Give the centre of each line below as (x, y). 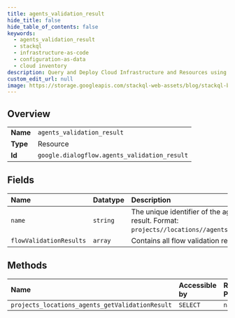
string (104, 220)
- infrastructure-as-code (51, 53)
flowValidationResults (48, 240)
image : (17, 85)
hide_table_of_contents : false (53, 27)
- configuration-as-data (50, 60)
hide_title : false (34, 20)
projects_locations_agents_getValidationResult (92, 305)
